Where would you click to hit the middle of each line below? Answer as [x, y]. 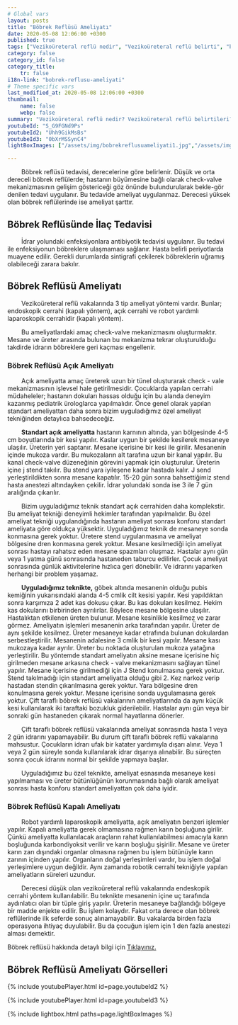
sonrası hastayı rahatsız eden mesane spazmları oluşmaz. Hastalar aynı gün [118, 551]
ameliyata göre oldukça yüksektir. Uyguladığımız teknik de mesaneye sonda [118, 529]
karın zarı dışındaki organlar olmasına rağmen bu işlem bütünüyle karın [110, 852]
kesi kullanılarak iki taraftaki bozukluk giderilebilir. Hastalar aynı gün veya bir [118, 708]
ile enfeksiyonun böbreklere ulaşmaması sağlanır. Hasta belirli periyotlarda [116, 249]
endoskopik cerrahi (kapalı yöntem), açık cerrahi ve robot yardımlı [103, 311]
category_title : [31, 67]
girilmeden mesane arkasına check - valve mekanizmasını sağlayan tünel [114, 663]
